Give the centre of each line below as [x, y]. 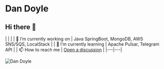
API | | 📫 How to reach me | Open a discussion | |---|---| [64, 50]
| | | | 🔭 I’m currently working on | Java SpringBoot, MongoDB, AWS [74, 39]
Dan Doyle [27, 9]
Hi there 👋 [21, 27]
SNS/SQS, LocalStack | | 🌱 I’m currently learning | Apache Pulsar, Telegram [82, 44]
